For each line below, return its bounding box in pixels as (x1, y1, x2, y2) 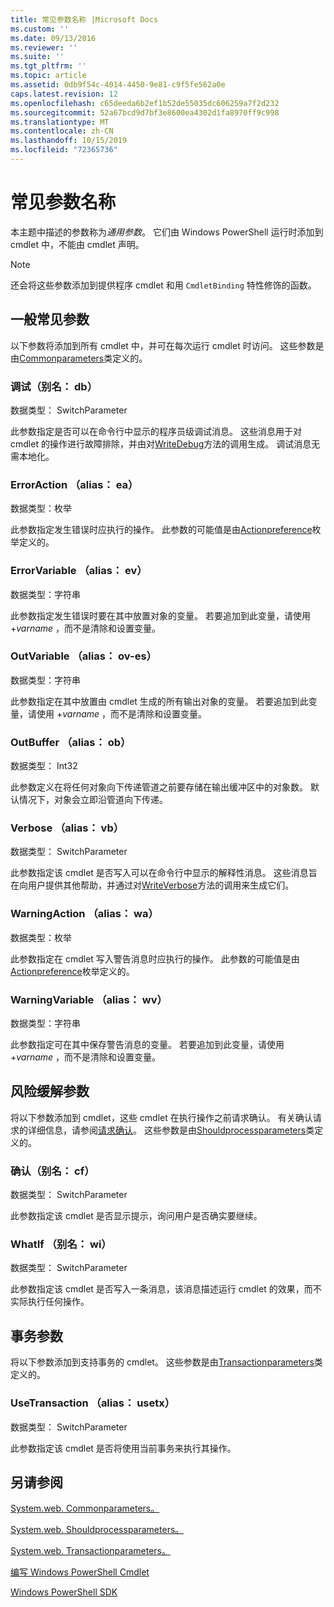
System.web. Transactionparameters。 (10, 1545, 171, 1557)
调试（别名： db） (10, 379, 98, 393)
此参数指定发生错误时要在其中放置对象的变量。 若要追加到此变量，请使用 (10, 609, 311, 621)
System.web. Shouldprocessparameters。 (10, 1524, 185, 1536)
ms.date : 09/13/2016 (10, 33, 97, 43)
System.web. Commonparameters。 (10, 1502, 160, 1515)
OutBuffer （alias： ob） (10, 735, 132, 749)
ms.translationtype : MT (10, 117, 110, 127)
